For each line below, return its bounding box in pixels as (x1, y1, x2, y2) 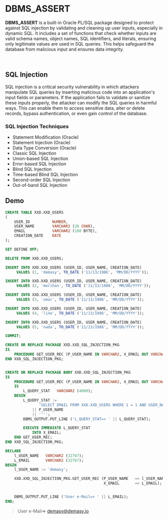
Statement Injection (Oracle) (12, 140, 71, 146)
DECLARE (5, 448, 21, 453)
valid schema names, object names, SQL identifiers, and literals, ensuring (5, 36, 156, 42)
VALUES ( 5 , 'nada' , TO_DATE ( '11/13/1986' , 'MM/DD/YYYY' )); (16, 324, 144, 330)
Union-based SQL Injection (12, 156, 68, 162)
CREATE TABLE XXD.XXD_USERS (5, 210, 64, 215)
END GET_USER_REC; (14, 435, 52, 440)
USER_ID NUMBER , (14, 219, 68, 224)
